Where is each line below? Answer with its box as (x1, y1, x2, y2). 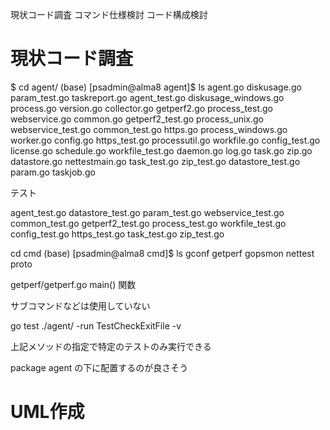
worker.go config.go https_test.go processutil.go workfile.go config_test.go (10, 134, 321, 146)
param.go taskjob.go (10, 166, 96, 178)
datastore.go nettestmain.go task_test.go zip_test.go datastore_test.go (10, 155, 301, 167)
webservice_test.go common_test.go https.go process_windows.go (10, 123, 288, 135)
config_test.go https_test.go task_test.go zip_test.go (10, 228, 225, 240)
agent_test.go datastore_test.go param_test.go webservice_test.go (10, 206, 285, 218)
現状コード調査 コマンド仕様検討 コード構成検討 (10, 9, 208, 20)
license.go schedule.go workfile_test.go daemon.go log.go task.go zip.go (10, 144, 313, 157)
